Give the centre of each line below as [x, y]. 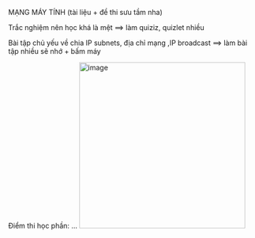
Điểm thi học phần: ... [43, 226]
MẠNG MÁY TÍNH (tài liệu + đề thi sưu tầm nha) [86, 12]
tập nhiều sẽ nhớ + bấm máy [54, 51]
